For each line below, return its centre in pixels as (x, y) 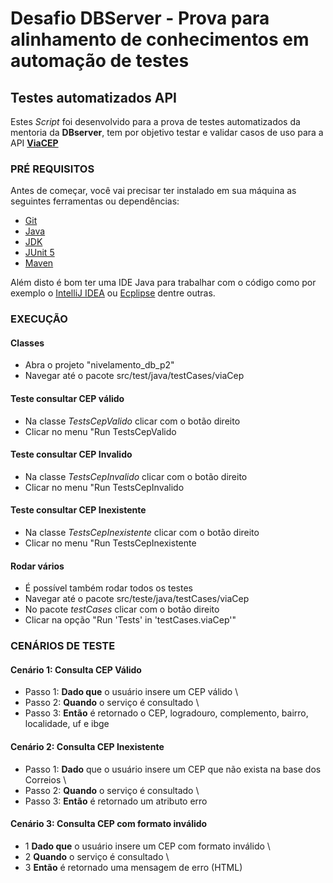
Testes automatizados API (93, 97)
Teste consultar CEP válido (67, 399)
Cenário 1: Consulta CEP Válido (76, 669)
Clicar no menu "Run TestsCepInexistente (110, 543)
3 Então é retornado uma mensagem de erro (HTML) (133, 867)
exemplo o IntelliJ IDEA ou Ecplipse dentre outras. (113, 293)
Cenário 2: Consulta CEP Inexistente (87, 746)
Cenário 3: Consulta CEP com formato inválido (109, 824)
